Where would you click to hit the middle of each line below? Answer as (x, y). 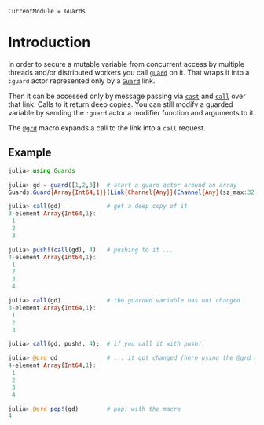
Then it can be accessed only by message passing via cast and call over (127, 96)
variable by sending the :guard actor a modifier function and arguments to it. (132, 112)
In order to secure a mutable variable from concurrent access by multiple (126, 64)
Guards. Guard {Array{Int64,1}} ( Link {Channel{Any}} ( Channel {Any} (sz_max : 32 (132, 192)
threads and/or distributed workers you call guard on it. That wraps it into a (129, 72)
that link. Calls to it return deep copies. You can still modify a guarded (121, 104)
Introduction (49, 42)
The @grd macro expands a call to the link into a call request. (107, 128)
